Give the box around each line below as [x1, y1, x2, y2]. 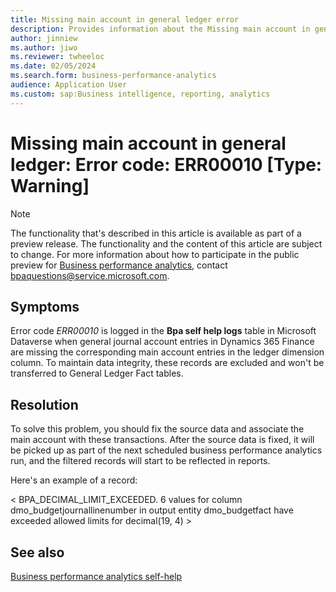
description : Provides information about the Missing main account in [10, 24, 311, 34]
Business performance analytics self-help [10, 571, 183, 582]
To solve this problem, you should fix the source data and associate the [10, 423, 305, 435]
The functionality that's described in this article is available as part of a [10, 227, 302, 239]
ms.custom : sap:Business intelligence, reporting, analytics [10, 89, 271, 99]
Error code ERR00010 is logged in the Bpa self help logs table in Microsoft [10, 325, 317, 337]
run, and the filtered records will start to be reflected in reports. [10, 455, 271, 467]
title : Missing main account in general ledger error [10, 14, 240, 25]
